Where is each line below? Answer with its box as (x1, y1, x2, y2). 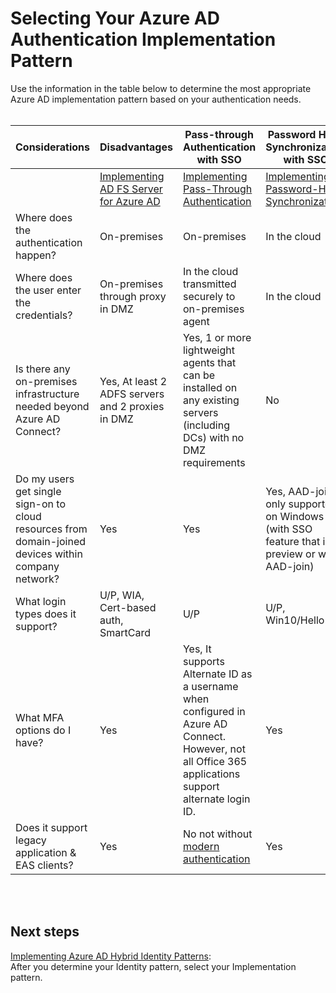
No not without (182, 827, 253, 841)
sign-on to (15, 497, 66, 511)
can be (182, 368, 216, 382)
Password (267, 127, 317, 141)
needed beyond (15, 399, 90, 413)
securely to (182, 289, 236, 303)
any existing (182, 393, 240, 407)
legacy (15, 833, 47, 847)
